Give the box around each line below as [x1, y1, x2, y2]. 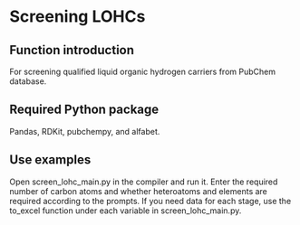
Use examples [9, 152, 92, 168]
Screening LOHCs [9, 6, 146, 27]
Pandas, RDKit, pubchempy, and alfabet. [9, 126, 160, 136]
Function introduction [9, 42, 134, 58]
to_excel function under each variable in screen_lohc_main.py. [9, 205, 242, 216]
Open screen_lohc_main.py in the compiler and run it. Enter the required [9, 176, 278, 187]
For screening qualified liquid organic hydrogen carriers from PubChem [9, 66, 276, 77]
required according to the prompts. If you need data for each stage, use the [9, 195, 292, 206]
